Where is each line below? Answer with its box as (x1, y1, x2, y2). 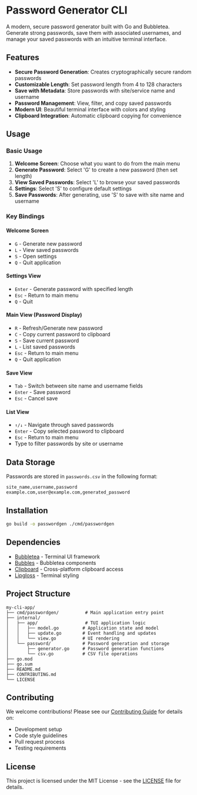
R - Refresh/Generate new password (14, 324, 103, 332)
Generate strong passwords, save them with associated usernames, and (6, 29, 181, 36)
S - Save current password (14, 337, 79, 344)
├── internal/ (6, 615, 41, 621)
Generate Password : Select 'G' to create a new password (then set (14, 166, 178, 174)
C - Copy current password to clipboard (14, 330, 111, 337)
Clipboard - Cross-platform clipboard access (14, 565, 123, 572)
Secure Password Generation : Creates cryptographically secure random (14, 68, 192, 75)
